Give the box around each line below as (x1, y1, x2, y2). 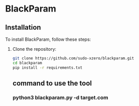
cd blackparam (12, 60, 42, 65)
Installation (5, 23, 41, 32)
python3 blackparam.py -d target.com (12, 94, 109, 101)
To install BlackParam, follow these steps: (5, 36, 91, 42)
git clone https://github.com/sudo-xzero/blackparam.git (12, 56, 134, 61)
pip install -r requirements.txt (12, 65, 83, 70)
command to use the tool (12, 79, 92, 88)
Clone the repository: (12, 46, 57, 52)
